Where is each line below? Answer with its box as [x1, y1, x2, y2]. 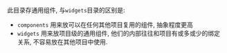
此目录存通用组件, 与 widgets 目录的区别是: [7, 6, 126, 14]
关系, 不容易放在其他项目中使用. [17, 38, 108, 46]
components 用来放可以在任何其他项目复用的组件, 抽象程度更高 [17, 21, 194, 29]
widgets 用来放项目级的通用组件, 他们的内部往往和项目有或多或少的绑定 [17, 30, 220, 37]
